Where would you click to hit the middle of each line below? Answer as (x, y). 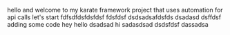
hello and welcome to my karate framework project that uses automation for (115, 10)
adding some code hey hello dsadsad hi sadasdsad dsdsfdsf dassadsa (108, 24)
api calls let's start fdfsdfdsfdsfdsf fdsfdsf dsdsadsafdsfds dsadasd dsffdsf (114, 17)
